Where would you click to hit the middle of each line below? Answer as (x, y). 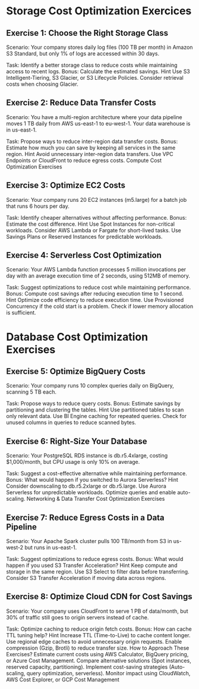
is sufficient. (21, 313)
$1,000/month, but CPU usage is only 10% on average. (73, 462)
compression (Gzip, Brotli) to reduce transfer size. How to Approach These (98, 648)
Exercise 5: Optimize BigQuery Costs (76, 371)
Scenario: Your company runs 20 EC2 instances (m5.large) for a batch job (97, 199)
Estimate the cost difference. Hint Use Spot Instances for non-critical (91, 224)
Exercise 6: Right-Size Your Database (77, 441)
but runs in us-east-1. (51, 548)
